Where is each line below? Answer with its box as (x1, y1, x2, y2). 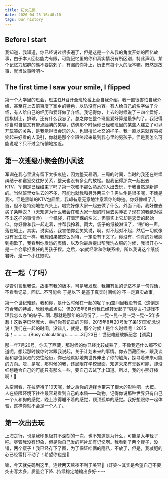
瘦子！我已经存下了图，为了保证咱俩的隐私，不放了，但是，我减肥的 (22, 445, 163, 451)
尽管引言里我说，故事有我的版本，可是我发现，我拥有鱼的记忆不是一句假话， (5, 283, 163, 289)
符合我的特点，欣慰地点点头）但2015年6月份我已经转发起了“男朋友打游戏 (5, 306, 156, 312)
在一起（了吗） (5, 269, 51, 277)
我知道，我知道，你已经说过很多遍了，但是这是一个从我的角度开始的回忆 (5, 49, 154, 55)
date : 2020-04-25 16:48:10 (5, 12, 61, 17)
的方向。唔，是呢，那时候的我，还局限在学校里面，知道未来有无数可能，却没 (5, 361, 163, 367)
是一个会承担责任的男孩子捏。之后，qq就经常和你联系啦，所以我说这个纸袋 (5, 246, 160, 252)
